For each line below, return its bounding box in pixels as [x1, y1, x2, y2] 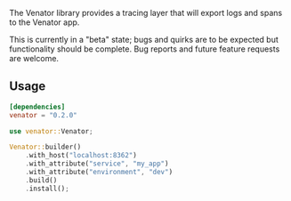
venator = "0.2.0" [9, 110, 77, 119]
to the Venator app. [9, 17, 80, 28]
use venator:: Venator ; [9, 126, 93, 136]
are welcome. [9, 53, 60, 63]
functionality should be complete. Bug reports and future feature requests [9, 44, 280, 54]
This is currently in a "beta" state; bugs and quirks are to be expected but [9, 35, 279, 44]
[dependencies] [9, 102, 66, 111]
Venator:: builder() [9, 142, 82, 152]
